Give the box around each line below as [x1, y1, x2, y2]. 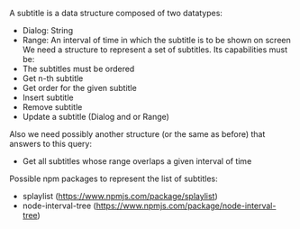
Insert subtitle [22, 92, 74, 103]
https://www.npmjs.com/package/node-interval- [95, 200, 277, 211]
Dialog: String [22, 25, 74, 35]
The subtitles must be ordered [22, 63, 135, 74]
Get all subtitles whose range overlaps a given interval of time [22, 156, 252, 166]
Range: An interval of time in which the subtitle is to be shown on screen [22, 35, 291, 45]
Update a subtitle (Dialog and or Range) [22, 112, 169, 122]
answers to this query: [9, 139, 93, 149]
